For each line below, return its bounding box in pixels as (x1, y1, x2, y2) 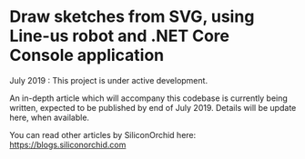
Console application (9, 45, 165, 65)
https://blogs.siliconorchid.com (9, 139, 127, 150)
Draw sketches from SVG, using (9, 6, 255, 27)
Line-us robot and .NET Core (9, 25, 230, 46)
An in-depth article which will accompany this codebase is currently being (9, 93, 289, 104)
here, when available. (9, 112, 89, 123)
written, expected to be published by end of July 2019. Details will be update (9, 102, 297, 113)
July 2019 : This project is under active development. (9, 75, 208, 85)
